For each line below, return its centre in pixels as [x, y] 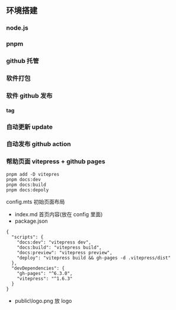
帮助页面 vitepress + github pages [56, 162]
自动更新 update [30, 126]
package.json [31, 221]
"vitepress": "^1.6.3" [45, 279]
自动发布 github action [39, 144]
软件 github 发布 [29, 96]
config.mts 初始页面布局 [36, 201]
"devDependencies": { [38, 268]
